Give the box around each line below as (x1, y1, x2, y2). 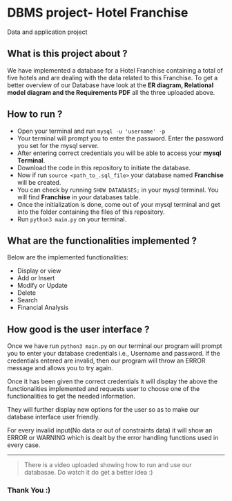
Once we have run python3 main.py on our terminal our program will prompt (7, 342, 222, 350)
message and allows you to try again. (7, 364, 113, 372)
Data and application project (7, 28, 88, 36)
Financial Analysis (17, 303, 69, 312)
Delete (17, 289, 37, 297)
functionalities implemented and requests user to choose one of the (7, 385, 200, 393)
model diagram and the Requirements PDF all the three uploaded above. (7, 88, 215, 96)
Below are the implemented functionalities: (7, 253, 129, 262)
